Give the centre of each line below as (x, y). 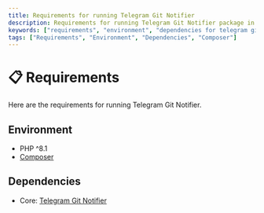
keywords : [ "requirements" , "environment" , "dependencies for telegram (128, 30)
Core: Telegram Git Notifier (63, 200)
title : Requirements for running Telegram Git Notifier (101, 15)
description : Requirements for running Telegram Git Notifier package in (132, 23)
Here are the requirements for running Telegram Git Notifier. (105, 105)
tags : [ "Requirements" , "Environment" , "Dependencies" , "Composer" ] (123, 37)
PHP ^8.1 (33, 149)
